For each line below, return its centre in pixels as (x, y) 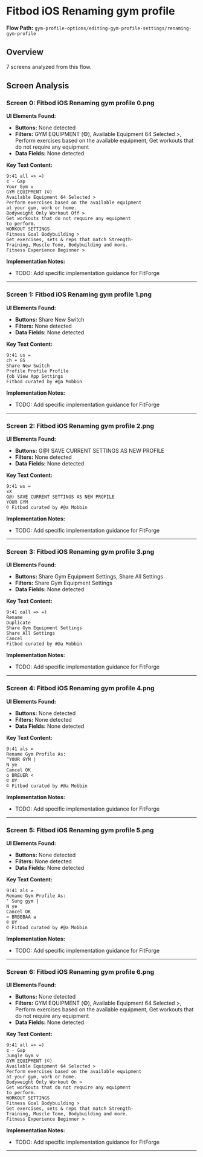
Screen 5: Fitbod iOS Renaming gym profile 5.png (80, 830)
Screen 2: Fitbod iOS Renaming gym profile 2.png (80, 426)
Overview (25, 52)
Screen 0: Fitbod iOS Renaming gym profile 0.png (81, 103)
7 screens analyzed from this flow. (49, 66)
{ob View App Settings (35, 376)
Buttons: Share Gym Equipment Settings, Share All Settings (89, 577)
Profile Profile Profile (37, 371)
